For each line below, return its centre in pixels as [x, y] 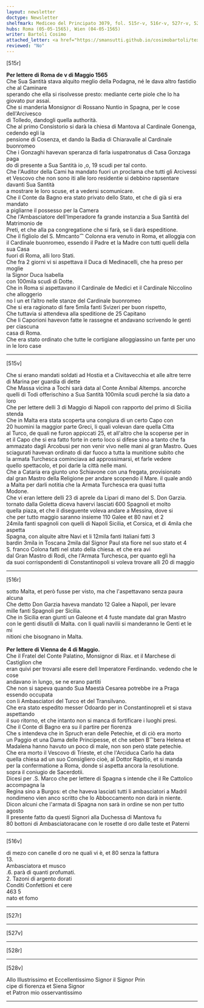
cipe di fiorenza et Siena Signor [46, 986]
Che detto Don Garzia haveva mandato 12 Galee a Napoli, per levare [91, 604]
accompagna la [25, 785]
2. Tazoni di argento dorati [39, 879]
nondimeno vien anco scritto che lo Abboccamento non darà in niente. [94, 798]
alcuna [15, 598]
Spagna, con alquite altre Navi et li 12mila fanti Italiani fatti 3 [81, 536]
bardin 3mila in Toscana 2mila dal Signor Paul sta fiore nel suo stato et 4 [97, 543]
